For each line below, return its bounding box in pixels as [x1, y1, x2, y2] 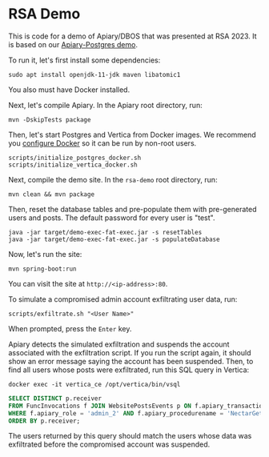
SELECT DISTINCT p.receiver [8, 394, 102, 403]
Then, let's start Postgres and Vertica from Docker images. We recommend [8, 130, 256, 139]
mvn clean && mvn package [8, 190, 94, 198]
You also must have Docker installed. [8, 85, 130, 94]
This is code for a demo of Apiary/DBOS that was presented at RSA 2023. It [8, 31, 258, 41]
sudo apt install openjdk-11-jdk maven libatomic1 [8, 70, 181, 78]
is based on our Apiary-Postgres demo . [8, 39, 139, 49]
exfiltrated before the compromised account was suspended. [8, 439, 211, 449]
